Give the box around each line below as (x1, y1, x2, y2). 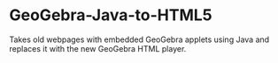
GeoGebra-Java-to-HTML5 (9, 5, 212, 25)
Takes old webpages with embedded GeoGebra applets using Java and (9, 34, 270, 45)
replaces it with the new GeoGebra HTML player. (9, 43, 187, 53)
